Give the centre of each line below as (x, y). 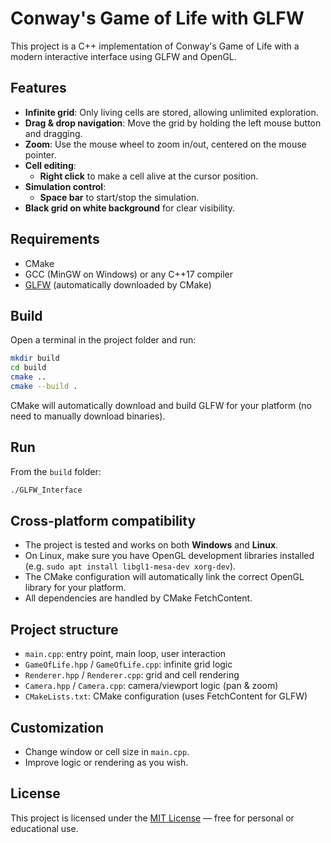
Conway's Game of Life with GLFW (157, 18)
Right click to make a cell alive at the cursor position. (149, 176)
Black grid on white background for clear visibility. (130, 208)
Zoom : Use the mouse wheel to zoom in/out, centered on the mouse (165, 144)
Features (38, 88)
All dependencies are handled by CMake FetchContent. (138, 598)
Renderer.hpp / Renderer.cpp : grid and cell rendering (132, 675)
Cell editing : (50, 165)
